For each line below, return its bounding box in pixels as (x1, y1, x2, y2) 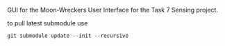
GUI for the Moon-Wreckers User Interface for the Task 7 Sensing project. (7, 6, 219, 14)
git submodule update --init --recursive (7, 32, 129, 39)
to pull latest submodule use (7, 19, 88, 27)
